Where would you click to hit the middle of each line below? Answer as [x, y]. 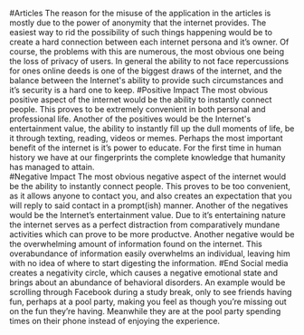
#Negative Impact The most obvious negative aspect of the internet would [148, 177]
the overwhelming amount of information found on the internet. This [136, 244]
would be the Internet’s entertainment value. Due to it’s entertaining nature [148, 215]
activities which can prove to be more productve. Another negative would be [152, 234]
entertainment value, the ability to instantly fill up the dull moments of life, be [152, 129]
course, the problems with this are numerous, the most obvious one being [147, 52]
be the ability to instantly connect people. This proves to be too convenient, [150, 186]
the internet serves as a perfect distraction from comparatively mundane [145, 225]
